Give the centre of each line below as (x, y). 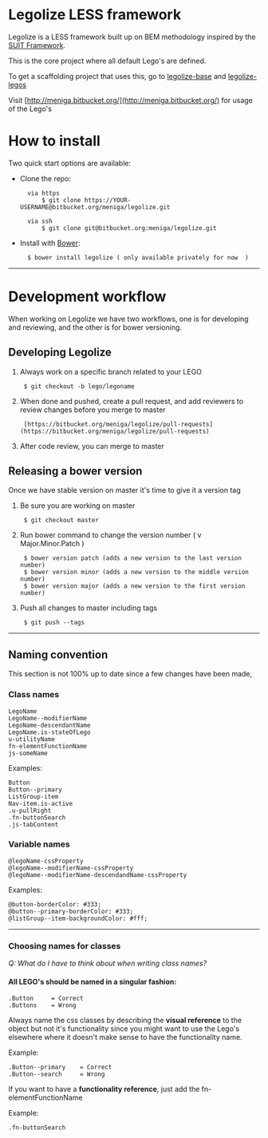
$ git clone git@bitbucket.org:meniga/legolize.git (129, 228)
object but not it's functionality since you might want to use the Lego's (124, 1029)
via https (43, 193)
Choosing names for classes (65, 946)
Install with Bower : (50, 243)
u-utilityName (32, 739)
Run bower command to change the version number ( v (110, 535)
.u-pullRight (30, 811)
